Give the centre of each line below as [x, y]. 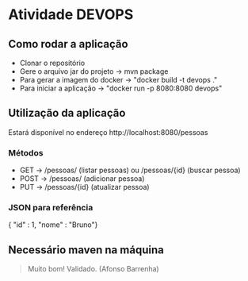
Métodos [26, 152]
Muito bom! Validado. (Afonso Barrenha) [93, 269]
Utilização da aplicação [67, 113]
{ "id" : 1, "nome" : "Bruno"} [53, 225]
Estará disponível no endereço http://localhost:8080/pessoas [108, 132]
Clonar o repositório [52, 63]
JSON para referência [51, 208]
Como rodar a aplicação [68, 44]
